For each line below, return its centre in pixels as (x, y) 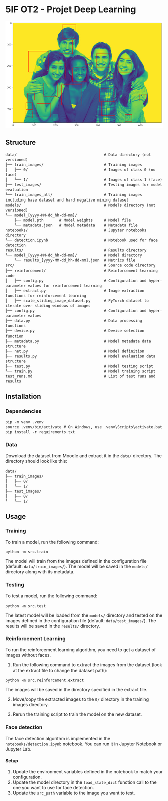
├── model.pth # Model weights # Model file (73, 220)
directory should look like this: (36, 461)
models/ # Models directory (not (80, 205)
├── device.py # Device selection (75, 331)
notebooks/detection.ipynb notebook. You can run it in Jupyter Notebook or (84, 744)
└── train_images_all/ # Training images (74, 195)
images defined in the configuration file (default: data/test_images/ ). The (81, 620)
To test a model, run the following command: (51, 596)
